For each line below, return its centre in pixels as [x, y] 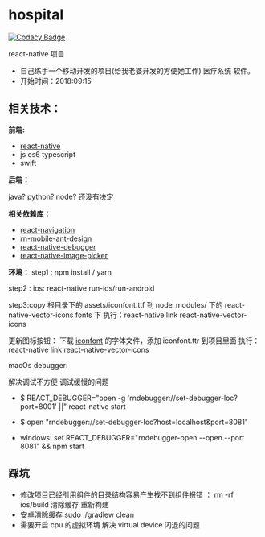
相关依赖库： [29, 213]
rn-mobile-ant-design [56, 238]
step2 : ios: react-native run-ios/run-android [82, 288]
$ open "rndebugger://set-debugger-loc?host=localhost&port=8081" [134, 422]
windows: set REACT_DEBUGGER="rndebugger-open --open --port [132, 437]
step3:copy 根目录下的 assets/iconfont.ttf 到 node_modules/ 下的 [116, 304]
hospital [36, 15]
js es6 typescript [48, 154]
